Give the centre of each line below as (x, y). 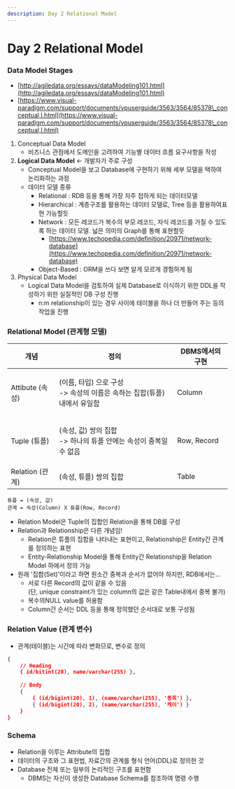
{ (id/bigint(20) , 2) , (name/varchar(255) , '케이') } (111, 704)
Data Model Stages (40, 70)
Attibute (24, 388)
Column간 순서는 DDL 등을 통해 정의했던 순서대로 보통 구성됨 (111, 609)
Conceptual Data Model (51, 144)
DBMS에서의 (201, 351)
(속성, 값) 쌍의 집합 (88, 431)
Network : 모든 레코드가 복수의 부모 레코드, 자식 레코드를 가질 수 (126, 222)
